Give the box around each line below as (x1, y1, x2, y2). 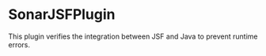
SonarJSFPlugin (8, 6, 116, 24)
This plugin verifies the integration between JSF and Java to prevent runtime (8, 32, 258, 41)
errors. (8, 39, 30, 49)
